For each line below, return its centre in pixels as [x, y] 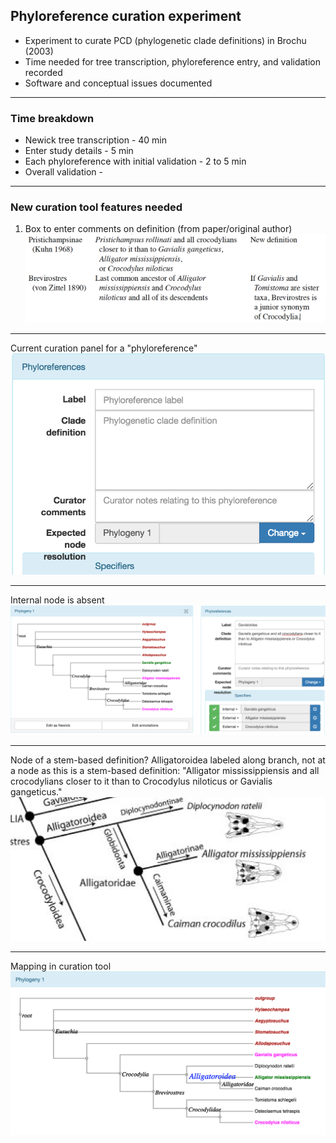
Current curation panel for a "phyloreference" [104, 348]
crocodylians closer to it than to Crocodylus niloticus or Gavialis [141, 781]
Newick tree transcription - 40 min [96, 140]
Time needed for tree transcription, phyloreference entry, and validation [172, 61]
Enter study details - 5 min [79, 151]
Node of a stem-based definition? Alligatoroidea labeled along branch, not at [168, 760]
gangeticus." [36, 791]
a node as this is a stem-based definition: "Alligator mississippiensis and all [165, 770]
